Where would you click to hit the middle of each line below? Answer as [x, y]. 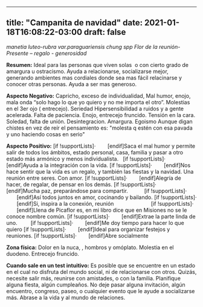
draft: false [105, 32]
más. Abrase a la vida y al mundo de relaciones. [66, 297]
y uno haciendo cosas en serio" [46, 134]
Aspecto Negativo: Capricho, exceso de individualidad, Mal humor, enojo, [98, 96]
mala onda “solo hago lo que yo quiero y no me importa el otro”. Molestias [98, 102]
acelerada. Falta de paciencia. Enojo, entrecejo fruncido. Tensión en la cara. [101, 115]
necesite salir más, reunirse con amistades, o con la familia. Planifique [94, 278]
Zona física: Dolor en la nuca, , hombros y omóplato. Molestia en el [90, 247]
